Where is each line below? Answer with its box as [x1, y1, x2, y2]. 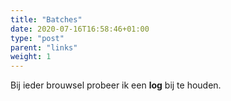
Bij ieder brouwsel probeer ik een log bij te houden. [10, 79, 222, 91]
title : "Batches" [10, 14, 83, 25]
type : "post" [10, 33, 65, 43]
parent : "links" [10, 42, 78, 53]
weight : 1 [10, 52, 52, 62]
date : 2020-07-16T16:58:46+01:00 [10, 24, 150, 34]
